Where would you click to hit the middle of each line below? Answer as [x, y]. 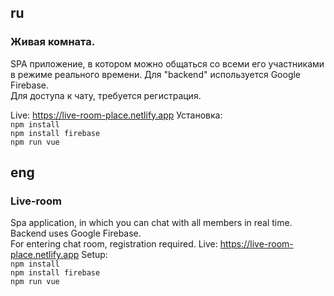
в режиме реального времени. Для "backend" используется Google [156, 74]
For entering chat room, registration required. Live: [114, 244]
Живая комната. [53, 42]
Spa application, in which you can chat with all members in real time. [151, 223]
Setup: [94, 255]
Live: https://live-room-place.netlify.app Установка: [116, 115]
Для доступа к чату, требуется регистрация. [106, 95]
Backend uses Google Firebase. [76, 233]
